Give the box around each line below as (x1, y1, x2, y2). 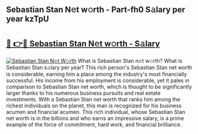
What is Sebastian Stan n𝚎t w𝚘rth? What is (77, 58, 183, 64)
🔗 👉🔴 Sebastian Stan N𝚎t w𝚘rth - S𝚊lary (6, 39, 160, 49)
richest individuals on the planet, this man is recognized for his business (6, 102, 182, 109)
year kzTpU (6, 14, 49, 24)
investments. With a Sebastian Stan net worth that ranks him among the (6, 96, 181, 103)
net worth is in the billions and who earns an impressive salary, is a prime (6, 115, 184, 122)
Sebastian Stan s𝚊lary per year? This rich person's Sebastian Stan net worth (6, 64, 193, 71)
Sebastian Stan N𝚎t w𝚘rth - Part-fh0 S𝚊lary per (6, 5, 186, 15)
